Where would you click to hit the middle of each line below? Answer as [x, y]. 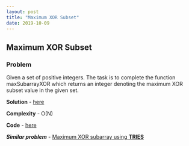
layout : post [23, 12]
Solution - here [25, 102]
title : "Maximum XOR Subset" [43, 17]
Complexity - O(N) [29, 114]
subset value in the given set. [43, 90]
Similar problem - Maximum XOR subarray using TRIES [75, 137]
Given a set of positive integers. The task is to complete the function [91, 78]
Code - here [22, 125]
